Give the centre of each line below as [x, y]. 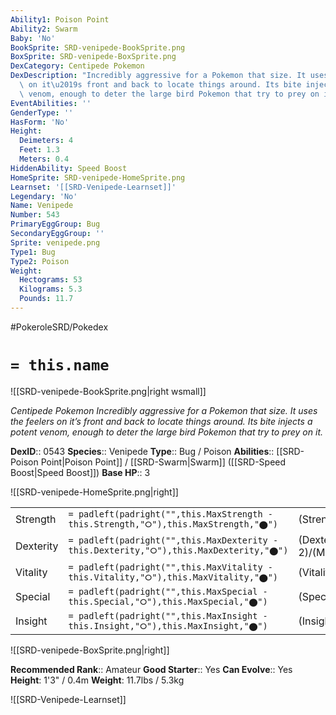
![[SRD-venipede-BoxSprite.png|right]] [90, 650]
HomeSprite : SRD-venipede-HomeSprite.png [98, 177]
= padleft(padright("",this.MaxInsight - [168, 615]
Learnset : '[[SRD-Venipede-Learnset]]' [93, 187]
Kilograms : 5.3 [51, 289]
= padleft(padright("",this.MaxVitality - [170, 567]
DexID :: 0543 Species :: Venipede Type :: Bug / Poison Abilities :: [142, 451]
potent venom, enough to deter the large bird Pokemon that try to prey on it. [167, 432]
